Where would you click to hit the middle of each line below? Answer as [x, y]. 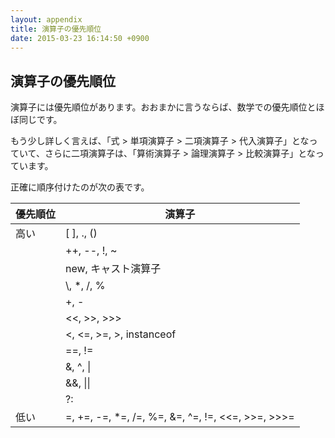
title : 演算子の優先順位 [56, 29]
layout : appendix [46, 19]
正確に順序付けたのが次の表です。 [80, 187]
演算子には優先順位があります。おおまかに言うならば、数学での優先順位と [163, 107]
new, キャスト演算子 [113, 269]
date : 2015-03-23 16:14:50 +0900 [80, 38]
